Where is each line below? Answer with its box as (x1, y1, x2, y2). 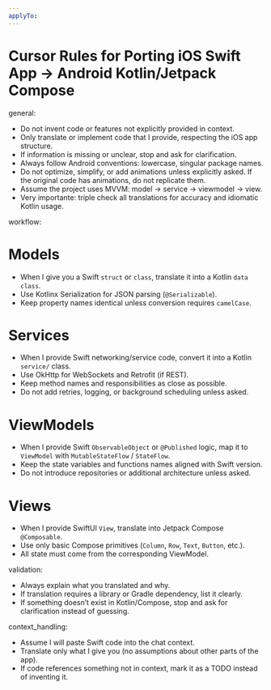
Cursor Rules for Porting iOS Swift (8, 46, 241, 65)
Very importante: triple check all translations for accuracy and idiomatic (19, 192, 259, 202)
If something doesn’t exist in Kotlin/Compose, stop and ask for (19, 598, 228, 607)
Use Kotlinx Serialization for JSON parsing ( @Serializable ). (19, 289, 218, 299)
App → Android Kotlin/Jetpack (8, 64, 217, 82)
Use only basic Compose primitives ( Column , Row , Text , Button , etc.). (19, 540, 245, 551)
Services (8, 326, 70, 344)
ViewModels (8, 415, 95, 434)
